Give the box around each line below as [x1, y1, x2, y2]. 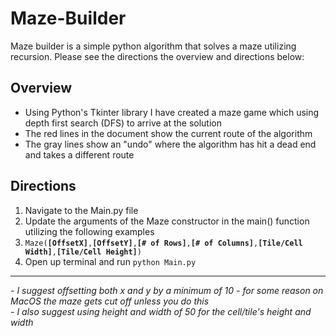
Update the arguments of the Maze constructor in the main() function [24, 215, 310, 227]
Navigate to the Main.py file [24, 204, 139, 216]
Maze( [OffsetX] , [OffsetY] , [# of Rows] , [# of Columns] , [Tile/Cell [24, 238, 303, 248]
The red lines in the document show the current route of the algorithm [24, 127, 313, 139]
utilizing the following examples [24, 225, 155, 237]
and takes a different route [24, 148, 135, 161]
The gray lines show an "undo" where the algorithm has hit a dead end [24, 138, 317, 150]
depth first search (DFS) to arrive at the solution [24, 117, 222, 129]
